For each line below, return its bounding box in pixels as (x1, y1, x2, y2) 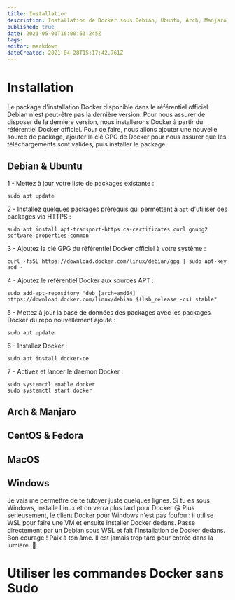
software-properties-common (7, 232, 90, 239)
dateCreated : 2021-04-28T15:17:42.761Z (7, 50, 124, 57)
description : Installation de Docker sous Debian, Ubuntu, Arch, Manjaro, (7, 17, 230, 24)
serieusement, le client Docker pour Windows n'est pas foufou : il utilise (7, 511, 214, 519)
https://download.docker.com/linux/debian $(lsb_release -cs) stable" (7, 296, 218, 303)
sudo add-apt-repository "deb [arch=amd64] (7, 289, 136, 296)
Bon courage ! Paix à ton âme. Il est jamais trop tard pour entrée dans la (7, 533, 213, 542)
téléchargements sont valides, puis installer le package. (7, 139, 168, 148)
